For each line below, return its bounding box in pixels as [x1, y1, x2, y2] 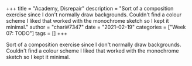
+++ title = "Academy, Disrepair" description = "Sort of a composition [6, 5, 174, 12]
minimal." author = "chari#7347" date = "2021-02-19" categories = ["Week [6, 23, 186, 30]
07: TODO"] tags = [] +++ [6, 30, 68, 37]
